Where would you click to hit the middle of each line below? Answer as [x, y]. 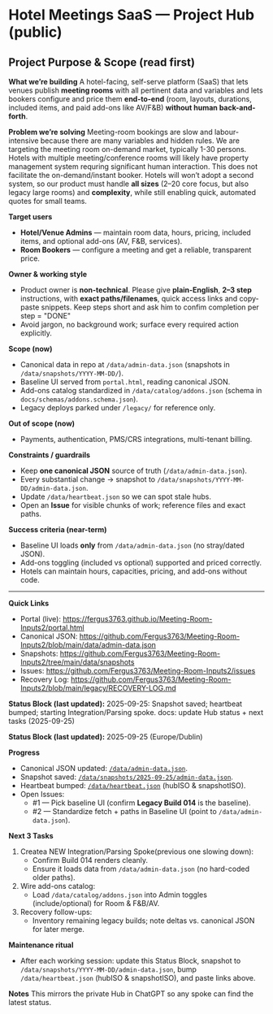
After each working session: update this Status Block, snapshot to [130, 961]
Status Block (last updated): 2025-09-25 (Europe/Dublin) [106, 737]
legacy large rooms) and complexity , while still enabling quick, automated [132, 192]
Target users [30, 217]
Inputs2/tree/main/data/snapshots [77, 662]
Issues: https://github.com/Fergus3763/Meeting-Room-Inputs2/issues [138, 671]
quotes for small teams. [48, 201]
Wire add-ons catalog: [58, 886]
